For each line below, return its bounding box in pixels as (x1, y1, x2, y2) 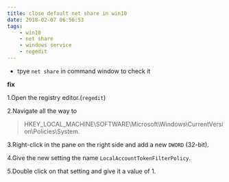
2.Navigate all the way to (7, 107, 77, 115)
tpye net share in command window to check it (16, 66, 151, 75)
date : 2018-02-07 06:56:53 (7, 16, 84, 23)
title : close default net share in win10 (7, 10, 128, 17)
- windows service (19, 42, 72, 49)
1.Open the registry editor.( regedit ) (7, 93, 106, 101)
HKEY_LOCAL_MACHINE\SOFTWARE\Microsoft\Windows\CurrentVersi (23, 120, 224, 128)
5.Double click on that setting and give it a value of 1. (7, 167, 156, 175)
